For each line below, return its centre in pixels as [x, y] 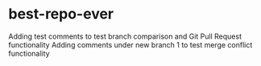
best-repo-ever [61, 14]
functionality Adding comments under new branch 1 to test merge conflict [130, 44]
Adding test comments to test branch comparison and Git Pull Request [125, 36]
